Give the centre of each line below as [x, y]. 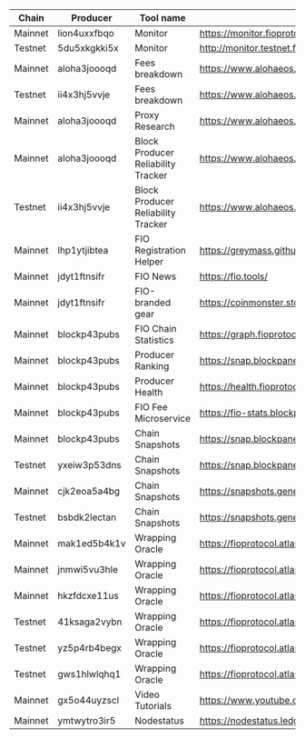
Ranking [152, 366]
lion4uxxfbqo [86, 33]
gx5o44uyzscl [89, 700]
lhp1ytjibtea [83, 250]
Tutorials [153, 706]
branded [152, 302]
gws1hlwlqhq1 [89, 674]
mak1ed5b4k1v [92, 543]
